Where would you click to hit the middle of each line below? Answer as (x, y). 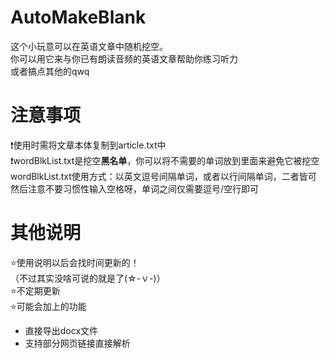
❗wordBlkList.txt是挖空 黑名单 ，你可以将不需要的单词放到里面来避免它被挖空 (165, 160)
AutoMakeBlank (78, 17)
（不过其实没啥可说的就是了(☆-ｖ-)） (88, 278)
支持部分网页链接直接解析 (77, 343)
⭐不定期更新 (35, 290)
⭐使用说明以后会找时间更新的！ (75, 262)
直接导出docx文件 (61, 330)
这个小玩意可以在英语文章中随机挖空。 (89, 46)
